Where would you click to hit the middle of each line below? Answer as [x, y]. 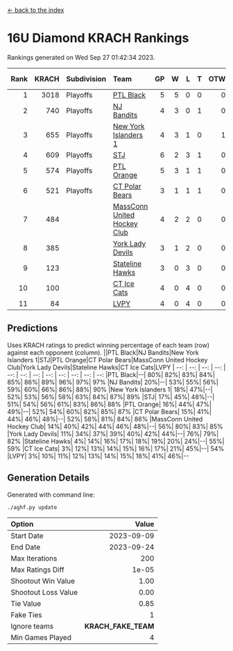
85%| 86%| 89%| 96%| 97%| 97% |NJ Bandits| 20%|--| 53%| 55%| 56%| [113, 382]
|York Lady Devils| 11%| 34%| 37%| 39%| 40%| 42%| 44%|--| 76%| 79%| [113, 433]
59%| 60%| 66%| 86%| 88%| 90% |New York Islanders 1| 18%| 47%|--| [110, 389]
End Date [26, 547]
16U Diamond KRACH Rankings [98, 38]
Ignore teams [32, 626]
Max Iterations [34, 558]
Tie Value [26, 603]
